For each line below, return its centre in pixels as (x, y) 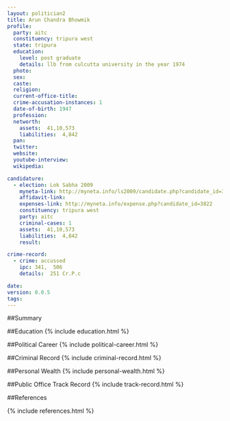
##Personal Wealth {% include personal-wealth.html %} (86, 371)
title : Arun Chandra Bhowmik (49, 20)
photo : (23, 71)
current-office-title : (46, 97)
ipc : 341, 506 (41, 268)
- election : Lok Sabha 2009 (53, 185)
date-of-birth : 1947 (42, 109)
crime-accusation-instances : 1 (58, 103)
